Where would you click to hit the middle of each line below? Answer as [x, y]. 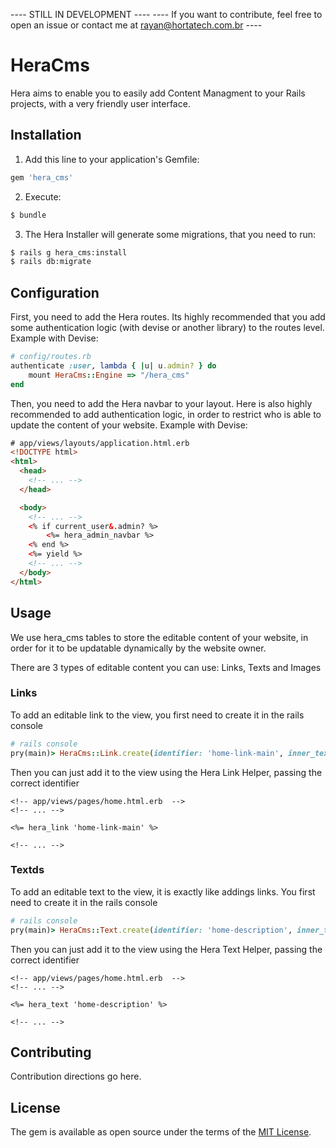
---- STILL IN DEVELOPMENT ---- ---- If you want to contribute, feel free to [166, 14]
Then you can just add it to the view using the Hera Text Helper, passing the [166, 949]
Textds [27, 870]
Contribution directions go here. [76, 1076]
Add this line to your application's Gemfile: [112, 159]
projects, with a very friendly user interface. [100, 103]
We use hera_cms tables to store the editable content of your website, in [159, 637]
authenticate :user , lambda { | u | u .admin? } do [113, 365]
